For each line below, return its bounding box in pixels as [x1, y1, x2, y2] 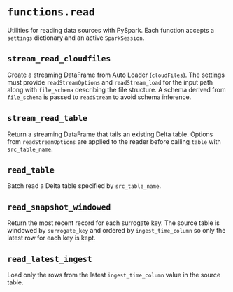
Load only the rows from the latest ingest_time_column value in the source [7, 271, 221, 279]
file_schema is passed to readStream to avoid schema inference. [7, 93, 192, 101]
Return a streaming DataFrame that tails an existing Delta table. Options [7, 130, 213, 138]
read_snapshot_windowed [7, 202, 111, 212]
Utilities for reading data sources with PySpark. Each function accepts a [7, 26, 215, 34]
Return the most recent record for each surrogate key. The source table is [7, 219, 220, 227]
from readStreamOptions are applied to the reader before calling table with [7, 137, 222, 145]
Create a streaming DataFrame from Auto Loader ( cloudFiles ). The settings [7, 71, 225, 79]
